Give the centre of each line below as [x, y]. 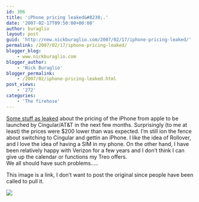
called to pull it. [25, 181]
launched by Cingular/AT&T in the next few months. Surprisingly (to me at [97, 124]
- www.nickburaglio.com [47, 57]
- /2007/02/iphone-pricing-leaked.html [67, 79]
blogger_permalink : [31, 73]
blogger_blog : [24, 51]
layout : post [22, 34]
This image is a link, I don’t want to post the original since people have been [100, 174]
